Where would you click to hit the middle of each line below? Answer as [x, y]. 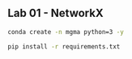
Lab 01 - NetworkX [55, 13]
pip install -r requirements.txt [64, 46]
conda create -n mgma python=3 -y [66, 32]
